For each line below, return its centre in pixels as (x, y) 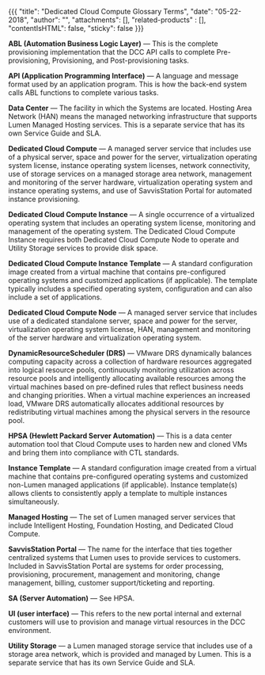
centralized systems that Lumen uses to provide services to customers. (125, 557)
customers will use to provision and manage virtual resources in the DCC (127, 622)
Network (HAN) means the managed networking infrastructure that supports (132, 116)
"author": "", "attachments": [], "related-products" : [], (118, 20)
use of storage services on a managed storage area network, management (130, 174)
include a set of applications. (55, 297)
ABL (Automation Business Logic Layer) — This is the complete (114, 44)
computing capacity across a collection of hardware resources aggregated (130, 361)
